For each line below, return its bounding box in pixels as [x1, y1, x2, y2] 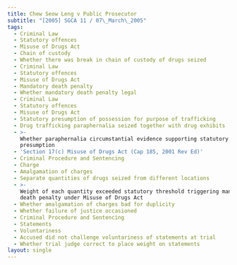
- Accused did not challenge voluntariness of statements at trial [13, 234, 217, 241]
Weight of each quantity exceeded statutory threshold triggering [20, 188, 219, 195]
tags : [7, 23, 23, 30]
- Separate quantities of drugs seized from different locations [13, 175, 210, 182]
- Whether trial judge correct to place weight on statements [13, 240, 200, 247]
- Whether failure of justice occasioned [13, 208, 138, 215]
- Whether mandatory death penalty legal [13, 89, 138, 96]
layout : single [7, 247, 52, 254]
